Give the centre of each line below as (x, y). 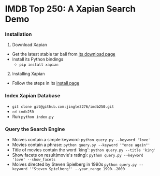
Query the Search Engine (35, 129)
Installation (19, 34)
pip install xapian (39, 65)
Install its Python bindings (38, 59)
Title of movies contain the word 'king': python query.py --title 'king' (84, 150)
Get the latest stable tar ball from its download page (64, 54)
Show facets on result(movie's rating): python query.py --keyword (78, 155)
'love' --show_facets (34, 160)
